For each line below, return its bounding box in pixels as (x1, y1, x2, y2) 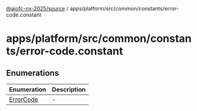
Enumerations (6, 68, 59, 78)
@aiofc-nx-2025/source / (6, 5, 69, 12)
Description (52, 86, 86, 93)
